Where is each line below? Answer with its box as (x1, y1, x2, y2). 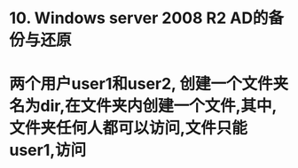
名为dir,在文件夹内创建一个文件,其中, (9, 96, 278, 116)
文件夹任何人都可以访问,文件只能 (9, 118, 248, 138)
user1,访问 (9, 141, 87, 160)
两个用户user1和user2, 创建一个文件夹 (9, 74, 289, 94)
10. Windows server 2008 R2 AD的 (9, 8, 269, 28)
